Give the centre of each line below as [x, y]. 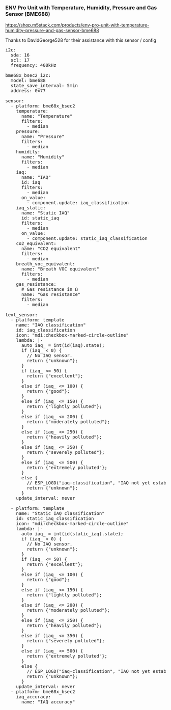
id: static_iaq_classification [55, 519]
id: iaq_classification [46, 330]
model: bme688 [28, 81]
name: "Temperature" [47, 116]
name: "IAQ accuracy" [48, 702]
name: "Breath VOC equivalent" [60, 269]
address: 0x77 [28, 91]
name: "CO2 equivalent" [51, 249]
